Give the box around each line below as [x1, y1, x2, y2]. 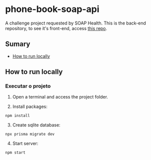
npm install [5, 113, 30, 118]
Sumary [5, 40, 30, 48]
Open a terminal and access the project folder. [12, 94, 108, 100]
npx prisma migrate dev [5, 131, 55, 137]
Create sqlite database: [12, 122, 61, 128]
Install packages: [12, 103, 47, 109]
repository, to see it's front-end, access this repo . [5, 25, 107, 31]
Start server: [12, 140, 38, 146]
